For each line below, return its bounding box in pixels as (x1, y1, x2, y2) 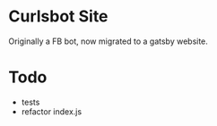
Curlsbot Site (8, 6, 108, 27)
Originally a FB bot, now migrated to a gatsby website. (8, 36, 208, 46)
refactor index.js (21, 105, 82, 117)
